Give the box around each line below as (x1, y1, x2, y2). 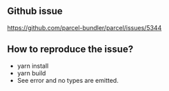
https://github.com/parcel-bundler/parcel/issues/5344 (7, 23, 162, 31)
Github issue (7, 5, 63, 17)
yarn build (17, 68, 46, 77)
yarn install (17, 62, 49, 70)
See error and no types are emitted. (17, 76, 119, 84)
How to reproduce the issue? (7, 44, 134, 55)
